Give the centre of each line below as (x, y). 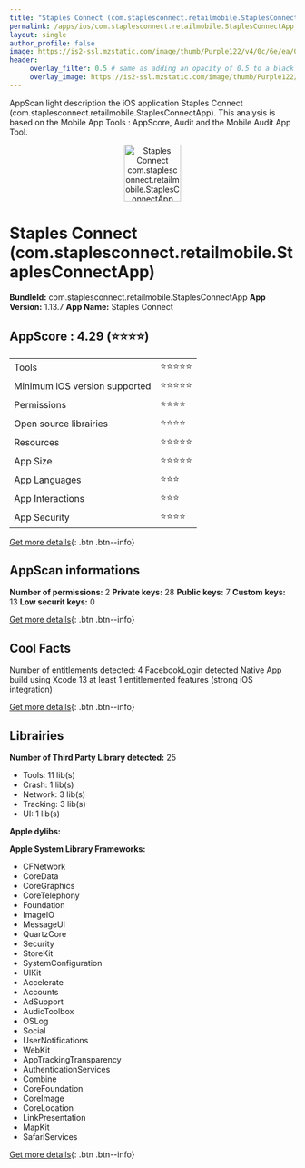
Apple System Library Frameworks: (78, 849)
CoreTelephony (51, 895)
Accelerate (43, 982)
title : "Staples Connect (56, 18)
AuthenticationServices (66, 1069)
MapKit (36, 1127)
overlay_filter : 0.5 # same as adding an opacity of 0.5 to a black (162, 69)
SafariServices (50, 1136)
